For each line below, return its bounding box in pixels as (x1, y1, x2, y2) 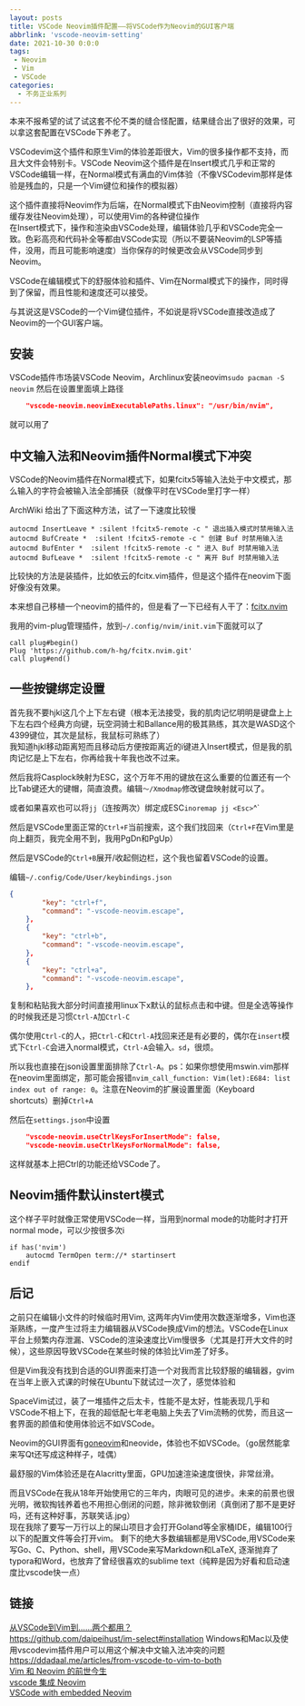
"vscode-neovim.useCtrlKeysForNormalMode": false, (25, 1141, 221, 1151)
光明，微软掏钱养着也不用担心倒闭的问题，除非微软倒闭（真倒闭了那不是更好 (9, 1498, 296, 1509)
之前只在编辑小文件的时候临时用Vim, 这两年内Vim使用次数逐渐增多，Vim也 (9, 1311, 288, 1322)
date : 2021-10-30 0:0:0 (9, 38, 100, 48)
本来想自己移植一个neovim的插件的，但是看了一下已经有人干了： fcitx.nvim (9, 601, 289, 612)
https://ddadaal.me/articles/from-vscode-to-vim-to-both (9, 1654, 222, 1665)
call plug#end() (9, 654, 71, 663)
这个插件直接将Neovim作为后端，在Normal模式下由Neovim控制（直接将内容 (9, 199, 293, 210)
